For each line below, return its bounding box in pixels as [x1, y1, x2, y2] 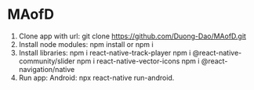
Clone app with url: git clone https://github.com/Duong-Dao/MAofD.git [18, 31, 246, 41]
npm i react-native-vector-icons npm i [76, 56, 200, 66]
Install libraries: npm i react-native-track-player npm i [18, 48, 191, 57]
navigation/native [18, 64, 75, 74]
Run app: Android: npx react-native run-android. [18, 73, 175, 82]
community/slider [18, 56, 75, 66]
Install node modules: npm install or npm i [18, 39, 154, 49]
